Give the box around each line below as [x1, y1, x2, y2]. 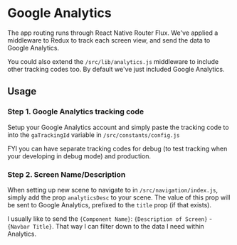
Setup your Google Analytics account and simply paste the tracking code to [7, 123, 229, 131]
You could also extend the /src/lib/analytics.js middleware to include [7, 57, 219, 65]
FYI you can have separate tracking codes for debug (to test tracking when [7, 144, 228, 153]
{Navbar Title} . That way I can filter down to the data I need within [7, 222, 204, 230]
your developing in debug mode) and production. [7, 151, 152, 160]
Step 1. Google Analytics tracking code [7, 107, 144, 116]
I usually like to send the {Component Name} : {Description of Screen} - [7, 214, 213, 223]
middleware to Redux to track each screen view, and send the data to [7, 36, 211, 44]
